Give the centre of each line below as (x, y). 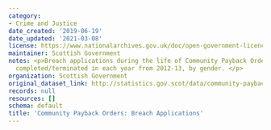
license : (23, 46)
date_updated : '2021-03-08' (56, 38)
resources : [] (32, 99)
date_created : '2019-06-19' (56, 31)
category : (25, 16)
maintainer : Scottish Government (65, 53)
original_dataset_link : (48, 83)
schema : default (35, 106)
